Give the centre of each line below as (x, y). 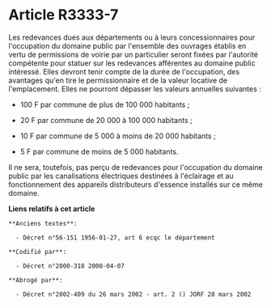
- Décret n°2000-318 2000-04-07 (70, 266)
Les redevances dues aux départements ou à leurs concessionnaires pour (132, 37)
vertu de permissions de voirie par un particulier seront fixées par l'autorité (133, 54)
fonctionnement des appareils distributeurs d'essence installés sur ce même (135, 184)
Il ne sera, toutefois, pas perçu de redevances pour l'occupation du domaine (135, 167)
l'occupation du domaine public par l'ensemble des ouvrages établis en (127, 45)
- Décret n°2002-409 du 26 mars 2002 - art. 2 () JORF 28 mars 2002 (133, 294)
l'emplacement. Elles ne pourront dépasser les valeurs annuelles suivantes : (135, 89)
